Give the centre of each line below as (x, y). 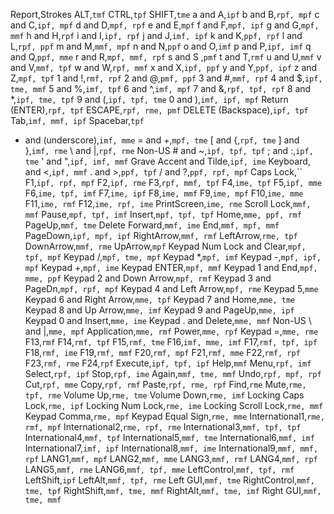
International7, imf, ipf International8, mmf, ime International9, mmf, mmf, (171, 448)
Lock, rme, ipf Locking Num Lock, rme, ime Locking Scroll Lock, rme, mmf (174, 405)
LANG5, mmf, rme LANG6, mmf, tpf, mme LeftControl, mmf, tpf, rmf (159, 469)
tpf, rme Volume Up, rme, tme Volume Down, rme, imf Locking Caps (164, 395)
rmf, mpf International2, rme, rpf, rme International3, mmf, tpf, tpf (163, 427)
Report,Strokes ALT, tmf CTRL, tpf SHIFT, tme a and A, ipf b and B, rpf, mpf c (165, 14)
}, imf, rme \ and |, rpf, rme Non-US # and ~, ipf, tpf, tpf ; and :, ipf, (169, 150)
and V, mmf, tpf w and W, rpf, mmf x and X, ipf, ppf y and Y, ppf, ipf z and (164, 67)
